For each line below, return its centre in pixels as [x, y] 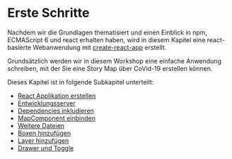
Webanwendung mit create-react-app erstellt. [100, 47]
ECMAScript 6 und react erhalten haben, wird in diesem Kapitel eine [106, 39]
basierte [19, 47]
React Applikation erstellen [57, 96]
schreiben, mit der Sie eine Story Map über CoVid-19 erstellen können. [110, 68]
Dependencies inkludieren [56, 110]
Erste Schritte [48, 13]
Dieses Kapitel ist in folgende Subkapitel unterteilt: [81, 82]
